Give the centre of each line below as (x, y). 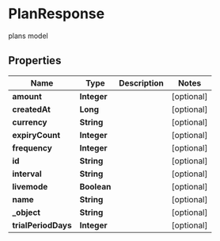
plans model (28, 36)
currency (30, 122)
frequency (32, 147)
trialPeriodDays (42, 225)
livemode (30, 186)
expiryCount (36, 135)
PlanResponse (57, 14)
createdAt (32, 109)
